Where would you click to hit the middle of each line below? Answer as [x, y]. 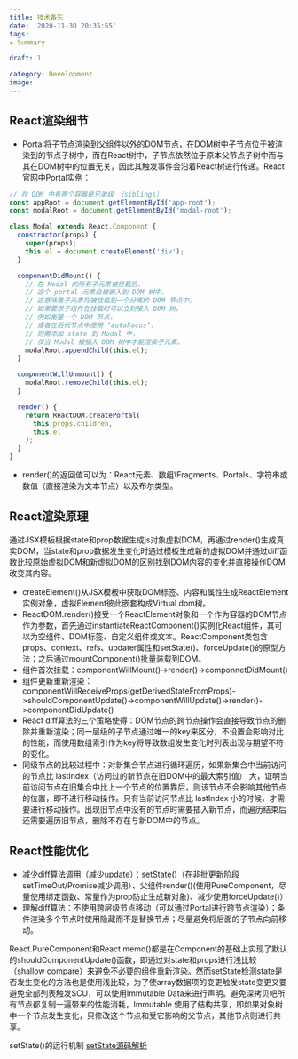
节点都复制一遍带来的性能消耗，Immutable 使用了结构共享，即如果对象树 [150, 1004]
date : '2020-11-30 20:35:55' [63, 26]
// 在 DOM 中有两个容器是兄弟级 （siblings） [86, 194]
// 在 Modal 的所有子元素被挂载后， [85, 284]
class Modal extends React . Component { [83, 227]
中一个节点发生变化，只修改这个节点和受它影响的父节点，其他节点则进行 [141, 1015]
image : [21, 83]
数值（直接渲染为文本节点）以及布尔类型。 [100, 486]
